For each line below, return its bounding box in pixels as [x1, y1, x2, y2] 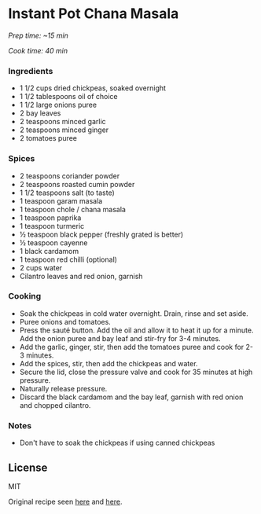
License [8, 461, 48, 474]
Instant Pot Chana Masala [8, 5, 179, 23]
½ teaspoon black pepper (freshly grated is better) [19, 229, 184, 239]
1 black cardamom [19, 246, 79, 255]
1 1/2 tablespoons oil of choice [19, 92, 118, 101]
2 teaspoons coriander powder [19, 171, 120, 181]
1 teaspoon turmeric [19, 221, 85, 230]
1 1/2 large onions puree [19, 100, 97, 110]
